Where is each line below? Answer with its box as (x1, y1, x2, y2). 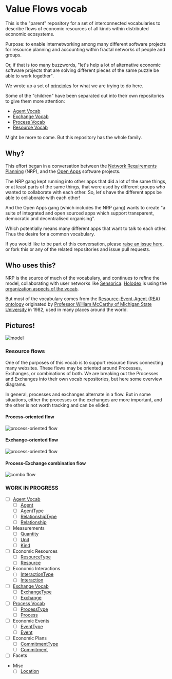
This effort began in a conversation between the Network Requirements (5, 163, 157, 169)
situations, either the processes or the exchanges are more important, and (5, 396, 162, 403)
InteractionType (20, 571, 54, 577)
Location (20, 668, 40, 674)
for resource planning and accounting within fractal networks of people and (5, 46, 165, 52)
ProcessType (20, 606, 48, 612)
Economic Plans (12, 635, 47, 642)
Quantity (20, 531, 39, 537)
